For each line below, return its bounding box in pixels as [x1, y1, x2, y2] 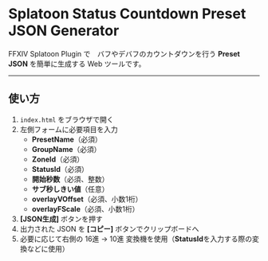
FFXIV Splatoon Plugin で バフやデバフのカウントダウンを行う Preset [8, 49, 241, 58]
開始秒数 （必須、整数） [31, 174, 109, 184]
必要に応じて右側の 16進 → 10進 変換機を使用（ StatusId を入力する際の [19, 234, 253, 243]
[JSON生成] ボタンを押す [19, 214, 104, 224]
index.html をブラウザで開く [19, 115, 114, 124]
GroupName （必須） [31, 144, 101, 154]
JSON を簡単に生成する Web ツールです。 [8, 59, 146, 68]
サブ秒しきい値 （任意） [31, 184, 109, 193]
